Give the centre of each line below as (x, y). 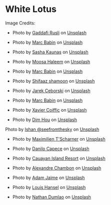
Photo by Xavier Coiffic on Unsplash (49, 110)
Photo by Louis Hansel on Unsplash (49, 187)
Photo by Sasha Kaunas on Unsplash (50, 52)
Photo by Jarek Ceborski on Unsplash (51, 90)
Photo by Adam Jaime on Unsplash (48, 178)
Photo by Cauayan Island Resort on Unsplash (59, 158)
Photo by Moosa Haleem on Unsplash (51, 61)
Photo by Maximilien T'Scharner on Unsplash (59, 139)
